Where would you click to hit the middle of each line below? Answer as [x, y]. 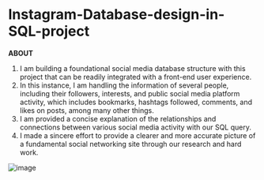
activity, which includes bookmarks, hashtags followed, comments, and [136, 102]
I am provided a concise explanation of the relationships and [118, 118]
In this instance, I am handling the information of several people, [124, 85]
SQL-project [49, 31]
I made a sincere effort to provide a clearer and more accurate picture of [138, 135]
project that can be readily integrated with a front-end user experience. [136, 77]
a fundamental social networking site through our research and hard [130, 144]
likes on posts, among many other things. [87, 110]
